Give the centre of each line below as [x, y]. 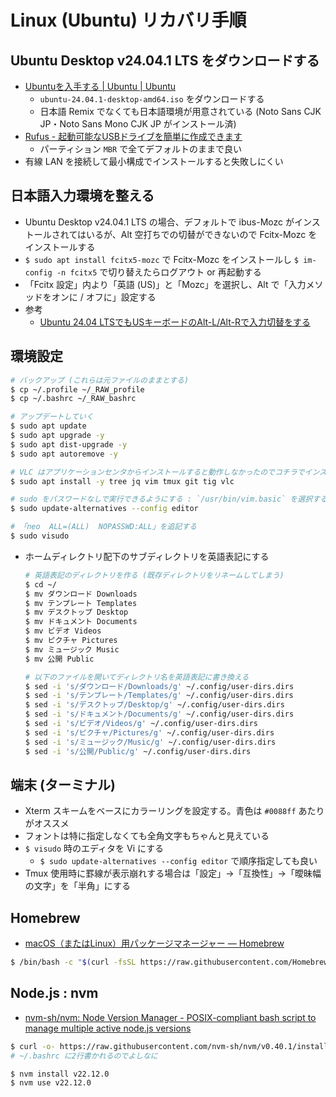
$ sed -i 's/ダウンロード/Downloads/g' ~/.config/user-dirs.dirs [159, 686]
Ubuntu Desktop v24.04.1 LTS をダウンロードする [165, 60]
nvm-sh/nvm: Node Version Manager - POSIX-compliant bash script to [170, 1017]
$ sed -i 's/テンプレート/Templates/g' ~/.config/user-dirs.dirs [159, 696]
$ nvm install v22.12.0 [60, 1074]
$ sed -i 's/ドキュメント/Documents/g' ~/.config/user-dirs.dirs [159, 714]
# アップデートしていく [52, 417]
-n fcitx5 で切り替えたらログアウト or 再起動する [159, 272]
